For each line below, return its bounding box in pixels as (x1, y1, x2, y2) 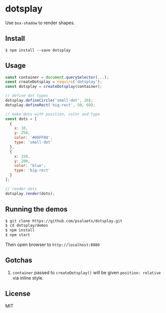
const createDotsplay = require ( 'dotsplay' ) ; (5, 79, 102, 85)
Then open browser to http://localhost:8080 (5, 241, 100, 247)
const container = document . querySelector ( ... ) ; (5, 75, 109, 80)
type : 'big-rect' (14, 168, 51, 173)
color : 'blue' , (14, 163, 46, 168)
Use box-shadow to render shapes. (5, 20, 75, 26)
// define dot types (5, 93, 49, 98)
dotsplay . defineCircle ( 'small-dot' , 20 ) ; (5, 98, 94, 103)
